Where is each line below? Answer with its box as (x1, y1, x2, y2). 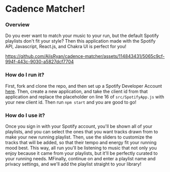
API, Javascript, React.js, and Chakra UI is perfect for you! (5, 44, 126, 50)
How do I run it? (5, 72, 45, 79)
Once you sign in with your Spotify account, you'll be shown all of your (5, 123, 153, 129)
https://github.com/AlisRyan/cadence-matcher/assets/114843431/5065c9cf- (5, 53, 165, 59)
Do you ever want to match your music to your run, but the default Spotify (5, 32, 159, 39)
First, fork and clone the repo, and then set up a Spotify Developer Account (5, 83, 162, 89)
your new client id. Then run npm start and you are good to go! (5, 99, 137, 105)
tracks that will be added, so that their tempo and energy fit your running (5, 140, 157, 146)
